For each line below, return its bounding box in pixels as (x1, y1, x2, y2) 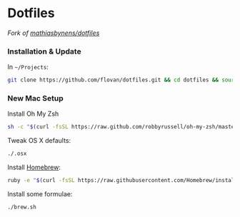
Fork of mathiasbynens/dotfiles (7, 29, 100, 37)
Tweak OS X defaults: (7, 136, 71, 145)
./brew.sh (7, 203, 37, 211)
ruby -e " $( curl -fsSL (7, 177, 75, 184)
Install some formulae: (7, 190, 73, 198)
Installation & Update (7, 46, 81, 56)
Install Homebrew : (7, 163, 61, 172)
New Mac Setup (7, 94, 64, 104)
